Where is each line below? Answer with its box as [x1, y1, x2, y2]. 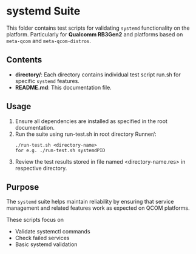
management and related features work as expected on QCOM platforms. [6, 204, 190, 212]
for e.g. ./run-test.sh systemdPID [15, 147, 106, 153]
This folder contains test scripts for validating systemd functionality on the [6, 24, 190, 32]
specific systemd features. [15, 77, 80, 84]
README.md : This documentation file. [15, 84, 112, 91]
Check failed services [15, 235, 70, 242]
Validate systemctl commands [15, 228, 90, 235]
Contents [6, 55, 42, 65]
